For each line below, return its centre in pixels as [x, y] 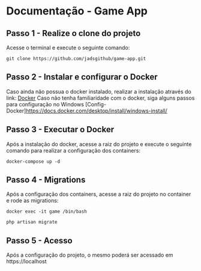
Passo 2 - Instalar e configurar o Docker [82, 77]
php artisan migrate [32, 222]
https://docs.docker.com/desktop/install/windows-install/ [97, 111]
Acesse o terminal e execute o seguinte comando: [68, 47]
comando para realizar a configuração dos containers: [73, 150]
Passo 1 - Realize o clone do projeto [73, 33]
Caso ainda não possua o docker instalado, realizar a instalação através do [99, 91]
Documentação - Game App [77, 11]
